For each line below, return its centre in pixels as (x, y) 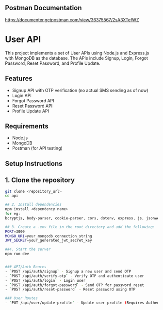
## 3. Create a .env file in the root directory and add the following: (80, 227)
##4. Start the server (28, 249)
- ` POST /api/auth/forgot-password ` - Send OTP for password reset (75, 285)
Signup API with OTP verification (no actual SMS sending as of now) (80, 90)
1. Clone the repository (40, 180)
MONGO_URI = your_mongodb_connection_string (49, 236)
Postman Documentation (43, 8)
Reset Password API (32, 106)
